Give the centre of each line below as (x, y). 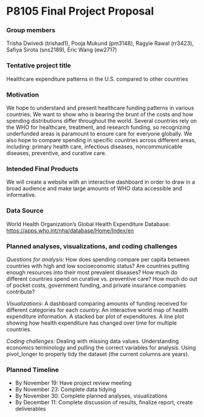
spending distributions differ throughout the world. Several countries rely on (102, 121)
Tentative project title (39, 66)
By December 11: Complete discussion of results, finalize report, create (104, 402)
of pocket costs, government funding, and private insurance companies (96, 285)
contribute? (21, 291)
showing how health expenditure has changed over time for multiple (92, 323)
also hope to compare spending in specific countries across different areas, (101, 140)
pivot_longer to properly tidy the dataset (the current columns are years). (98, 354)
